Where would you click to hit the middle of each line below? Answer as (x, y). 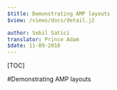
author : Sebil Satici (39, 33)
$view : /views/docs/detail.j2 (51, 20)
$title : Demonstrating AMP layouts (59, 14)
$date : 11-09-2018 (34, 46)
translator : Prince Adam (43, 39)
